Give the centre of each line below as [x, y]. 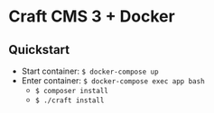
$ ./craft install [70, 100]
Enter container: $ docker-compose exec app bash [113, 81]
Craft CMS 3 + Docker [92, 17]
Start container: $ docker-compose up [90, 71]
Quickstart [39, 50]
